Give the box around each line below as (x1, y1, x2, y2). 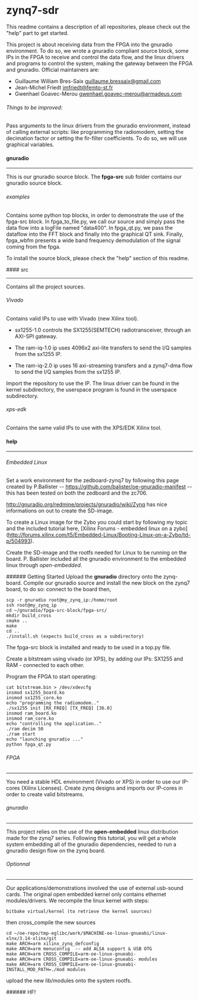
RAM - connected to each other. (6, 662, 85, 669)
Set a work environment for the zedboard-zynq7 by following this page (6, 477, 179, 484)
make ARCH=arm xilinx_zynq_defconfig (6, 940, 99, 947)
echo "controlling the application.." (6, 721, 102, 727)
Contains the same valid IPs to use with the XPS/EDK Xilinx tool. (6, 424, 162, 431)
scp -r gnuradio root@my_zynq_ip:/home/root (6, 597, 118, 603)
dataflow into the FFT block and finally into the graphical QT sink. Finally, (6, 230, 184, 238)
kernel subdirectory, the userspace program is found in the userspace (6, 386, 177, 393)
